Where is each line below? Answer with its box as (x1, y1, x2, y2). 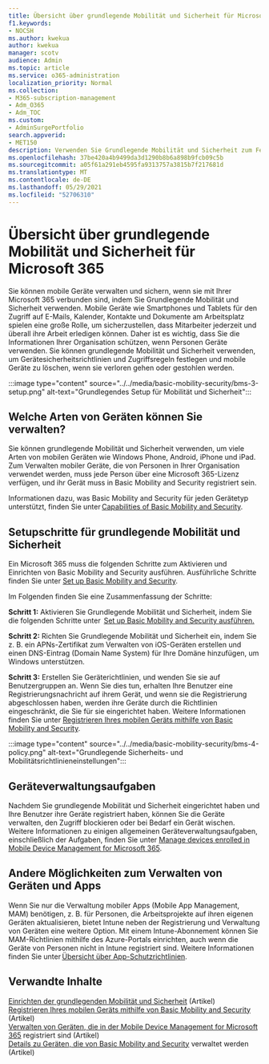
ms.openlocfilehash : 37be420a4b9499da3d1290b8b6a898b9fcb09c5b (8, 153, 224, 161)
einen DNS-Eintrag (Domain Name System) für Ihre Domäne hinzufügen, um (8, 648, 259, 658)
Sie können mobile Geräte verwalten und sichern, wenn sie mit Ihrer (8, 286, 232, 295)
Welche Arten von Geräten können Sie (8, 410, 203, 424)
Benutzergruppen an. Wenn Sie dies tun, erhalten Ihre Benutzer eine (8, 681, 234, 691)
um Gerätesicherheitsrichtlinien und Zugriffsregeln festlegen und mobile (8, 354, 247, 363)
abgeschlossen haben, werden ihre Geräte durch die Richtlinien (8, 698, 218, 708)
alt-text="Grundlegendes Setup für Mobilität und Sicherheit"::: (46, 387, 252, 396)
